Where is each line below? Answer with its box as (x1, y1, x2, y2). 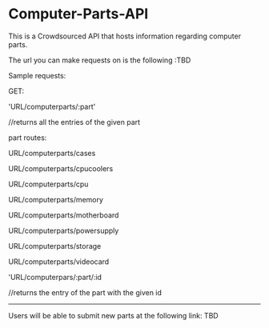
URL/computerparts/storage (8, 241, 102, 250)
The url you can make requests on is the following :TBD (8, 55, 191, 65)
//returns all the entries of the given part (8, 117, 141, 126)
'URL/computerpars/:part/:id (8, 272, 102, 282)
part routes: (8, 133, 47, 142)
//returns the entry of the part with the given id (8, 287, 163, 297)
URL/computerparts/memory (8, 194, 104, 204)
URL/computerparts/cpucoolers (8, 163, 114, 173)
